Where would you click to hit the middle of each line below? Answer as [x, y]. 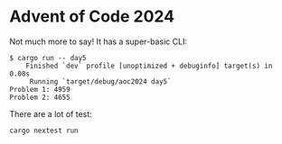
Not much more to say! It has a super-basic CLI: [99, 41]
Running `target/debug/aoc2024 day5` [100, 81]
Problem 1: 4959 [40, 89]
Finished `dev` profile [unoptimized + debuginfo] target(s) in [149, 66]
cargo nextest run [44, 130]
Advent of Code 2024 [92, 17]
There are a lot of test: [51, 113]
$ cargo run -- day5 [48, 58]
